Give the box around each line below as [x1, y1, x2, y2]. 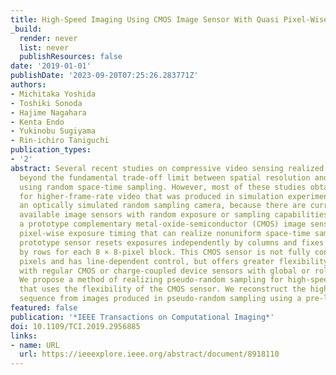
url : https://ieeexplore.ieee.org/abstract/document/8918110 [19, 349, 280, 360]
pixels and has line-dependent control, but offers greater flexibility [19, 256, 329, 266]
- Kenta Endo [10, 117, 65, 127]
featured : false [10, 303, 78, 313]
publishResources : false [19, 52, 123, 62]
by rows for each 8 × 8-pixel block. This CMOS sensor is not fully [19, 247, 311, 257]
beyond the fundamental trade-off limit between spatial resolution [19, 172, 311, 183]
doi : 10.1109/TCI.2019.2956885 [10, 321, 141, 331]
